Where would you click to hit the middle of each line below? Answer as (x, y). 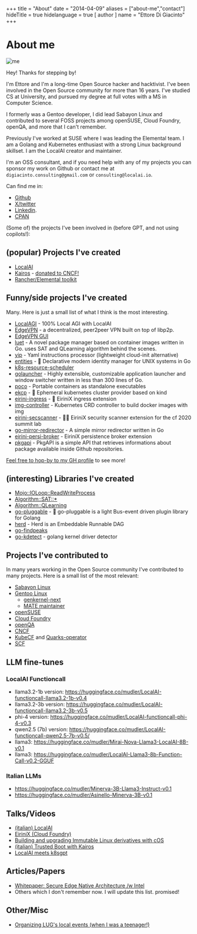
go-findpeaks (31, 531)
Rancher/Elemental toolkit (46, 279)
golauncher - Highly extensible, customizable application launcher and (100, 373)
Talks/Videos (31, 813)
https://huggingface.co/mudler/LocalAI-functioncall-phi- (118, 716)
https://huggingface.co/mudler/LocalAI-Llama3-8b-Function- (108, 754)
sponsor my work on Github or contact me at (60, 168)
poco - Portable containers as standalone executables (80, 386)
